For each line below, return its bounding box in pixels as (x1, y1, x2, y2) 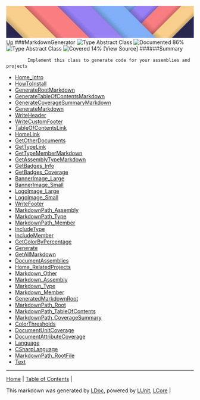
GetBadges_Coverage (14, 168, 68, 176)
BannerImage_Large (14, 174, 65, 182)
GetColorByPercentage (14, 238, 72, 245)
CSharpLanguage (14, 345, 58, 352)
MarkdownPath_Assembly (14, 206, 79, 214)
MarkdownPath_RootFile (14, 352, 75, 359)
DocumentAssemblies (14, 257, 69, 264)
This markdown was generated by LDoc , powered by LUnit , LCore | (6, 387, 171, 394)
